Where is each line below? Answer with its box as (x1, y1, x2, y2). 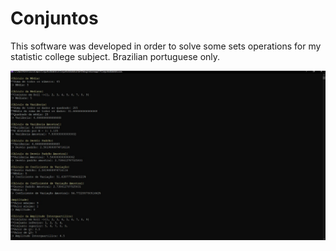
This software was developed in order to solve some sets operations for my (10, 40, 322, 52)
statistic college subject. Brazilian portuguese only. (10, 50, 221, 62)
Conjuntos (10, 7, 99, 30)
